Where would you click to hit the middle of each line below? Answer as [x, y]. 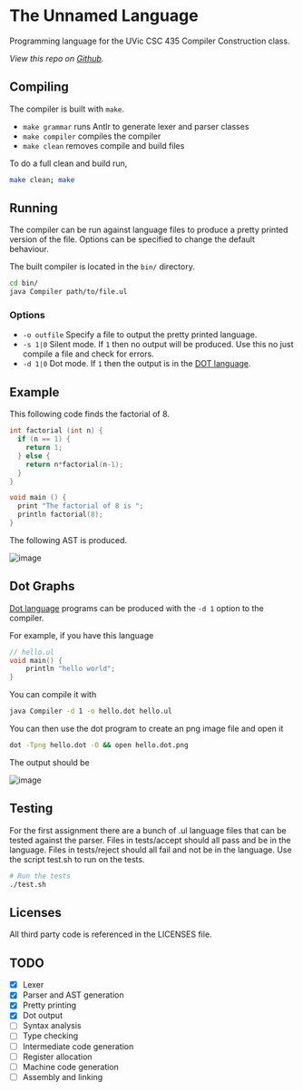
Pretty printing [49, 1005]
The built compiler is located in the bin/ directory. [102, 267]
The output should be [50, 762]
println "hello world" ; [71, 669]
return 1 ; [44, 448]
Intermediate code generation [78, 1046]
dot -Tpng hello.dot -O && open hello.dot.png [99, 745]
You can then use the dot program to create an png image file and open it [147, 729]
